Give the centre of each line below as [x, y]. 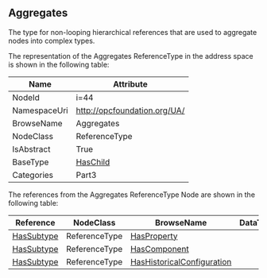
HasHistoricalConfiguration [181, 261]
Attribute [131, 84]
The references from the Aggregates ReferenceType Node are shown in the [132, 195]
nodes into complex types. [52, 41]
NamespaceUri [41, 110]
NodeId [26, 97]
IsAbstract [31, 149]
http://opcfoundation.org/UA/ [130, 110]
